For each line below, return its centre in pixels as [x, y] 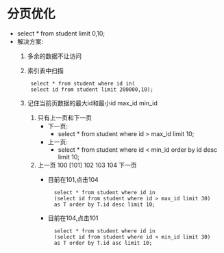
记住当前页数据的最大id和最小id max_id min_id [92, 103]
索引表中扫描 [45, 70]
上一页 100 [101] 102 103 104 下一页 [87, 165]
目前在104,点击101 [73, 218]
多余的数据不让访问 [54, 56]
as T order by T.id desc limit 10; [104, 204]
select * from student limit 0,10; [61, 33]
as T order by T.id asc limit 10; [103, 243]
